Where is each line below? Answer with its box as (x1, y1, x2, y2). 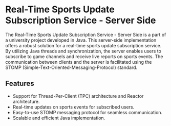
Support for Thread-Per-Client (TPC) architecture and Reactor (12, 93, 144, 99)
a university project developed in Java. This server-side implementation (5, 37, 157, 43)
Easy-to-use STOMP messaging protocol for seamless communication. (12, 109, 163, 115)
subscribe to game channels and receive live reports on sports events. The (5, 53, 163, 60)
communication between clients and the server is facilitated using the (5, 59, 152, 65)
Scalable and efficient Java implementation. (12, 115, 105, 121)
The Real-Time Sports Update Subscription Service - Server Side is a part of (5, 31, 166, 38)
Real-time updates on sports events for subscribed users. (12, 104, 135, 110)
